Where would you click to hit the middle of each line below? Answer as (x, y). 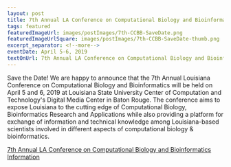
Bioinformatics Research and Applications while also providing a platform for (115, 114)
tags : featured (29, 26)
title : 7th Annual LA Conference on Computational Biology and (100, 20)
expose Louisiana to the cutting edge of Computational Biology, (97, 107)
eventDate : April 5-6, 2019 (47, 52)
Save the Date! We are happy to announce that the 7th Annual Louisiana (109, 78)
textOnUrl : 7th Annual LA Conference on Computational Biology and (106, 58)
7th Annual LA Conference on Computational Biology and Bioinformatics (109, 149)
